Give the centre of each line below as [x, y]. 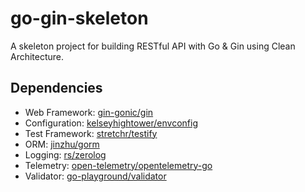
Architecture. [37, 56]
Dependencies [56, 88]
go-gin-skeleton [79, 18]
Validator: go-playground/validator [95, 176]
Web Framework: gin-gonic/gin [89, 112]
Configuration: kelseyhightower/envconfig [111, 123]
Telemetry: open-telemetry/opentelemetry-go [118, 165]
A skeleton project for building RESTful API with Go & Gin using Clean [153, 46]
